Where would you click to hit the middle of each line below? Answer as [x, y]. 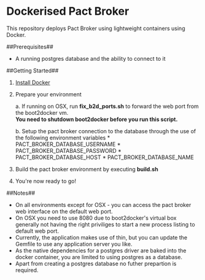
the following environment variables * [63, 138]
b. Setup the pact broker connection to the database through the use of [106, 131]
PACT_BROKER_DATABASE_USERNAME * [68, 144]
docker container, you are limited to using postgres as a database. [99, 257]
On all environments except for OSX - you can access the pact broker [103, 204]
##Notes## [21, 193]
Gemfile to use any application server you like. [74, 244]
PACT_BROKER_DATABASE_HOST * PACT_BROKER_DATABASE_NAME [105, 157]
